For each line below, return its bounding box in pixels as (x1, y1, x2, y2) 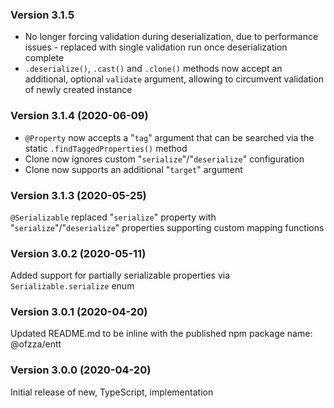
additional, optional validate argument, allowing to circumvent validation (24, 73, 325, 85)
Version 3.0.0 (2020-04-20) (10, 363, 152, 377)
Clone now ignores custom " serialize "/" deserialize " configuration (24, 153, 305, 165)
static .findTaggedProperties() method (24, 142, 188, 154)
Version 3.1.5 (10, 8, 75, 22)
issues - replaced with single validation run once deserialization (24, 41, 288, 53)
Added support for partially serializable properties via (10, 269, 231, 282)
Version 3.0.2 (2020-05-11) (10, 246, 147, 260)
